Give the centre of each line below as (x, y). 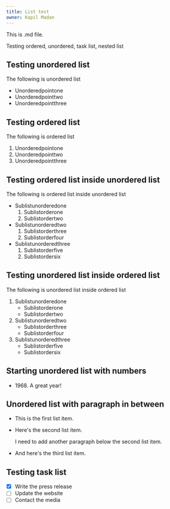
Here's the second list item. (48, 430)
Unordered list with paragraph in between (85, 404)
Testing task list (36, 472)
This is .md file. (25, 34)
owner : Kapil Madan (30, 17)
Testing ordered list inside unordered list (83, 180)
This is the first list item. (44, 419)
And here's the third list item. (50, 453)
